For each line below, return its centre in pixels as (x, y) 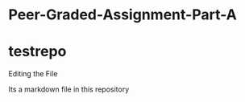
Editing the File (33, 74)
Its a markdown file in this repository (69, 89)
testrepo (37, 52)
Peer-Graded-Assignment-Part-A (123, 15)
